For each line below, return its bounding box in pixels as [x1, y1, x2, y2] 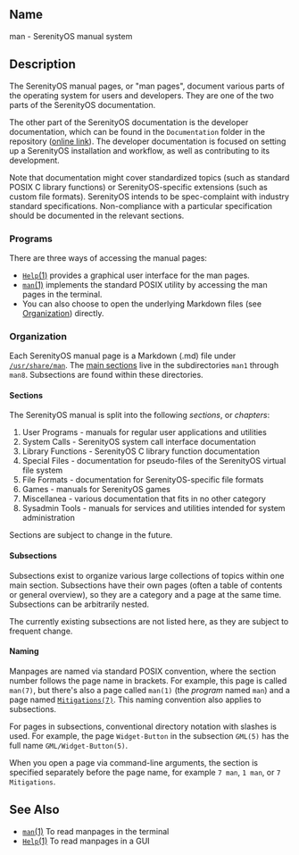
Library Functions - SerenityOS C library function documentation [21, 446, 261, 457]
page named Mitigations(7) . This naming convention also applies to [9, 694, 262, 705]
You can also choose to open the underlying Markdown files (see [21, 298, 262, 309]
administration [21, 513, 76, 524]
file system [21, 465, 63, 476]
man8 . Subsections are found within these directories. [9, 370, 203, 381]
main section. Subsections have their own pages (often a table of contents [9, 580, 283, 591]
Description [9, 57, 76, 72]
